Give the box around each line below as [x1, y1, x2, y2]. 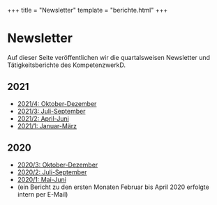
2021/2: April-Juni [17, 114, 70, 123]
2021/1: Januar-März [17, 121, 77, 130]
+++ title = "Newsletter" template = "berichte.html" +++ [7, 6, 168, 14]
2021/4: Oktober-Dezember [17, 99, 97, 107]
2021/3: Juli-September [17, 107, 86, 115]
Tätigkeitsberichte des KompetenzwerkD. [7, 61, 126, 69]
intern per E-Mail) [17, 190, 68, 198]
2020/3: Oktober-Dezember [17, 160, 98, 169]
